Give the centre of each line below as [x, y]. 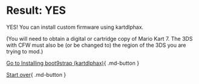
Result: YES [36, 10]
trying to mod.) [25, 51]
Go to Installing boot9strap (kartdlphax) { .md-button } [73, 63]
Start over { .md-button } [36, 74]
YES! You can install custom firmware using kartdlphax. [75, 27]
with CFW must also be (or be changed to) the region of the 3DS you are [96, 45]
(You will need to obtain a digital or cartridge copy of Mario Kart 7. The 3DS [99, 38]
